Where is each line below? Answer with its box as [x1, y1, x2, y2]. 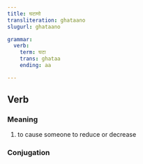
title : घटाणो [7, 10, 41, 17]
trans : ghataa [20, 55, 61, 63]
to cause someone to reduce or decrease [17, 131, 137, 139]
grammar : [7, 36, 33, 43]
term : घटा [20, 49, 47, 56]
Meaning [7, 114, 38, 124]
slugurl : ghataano [7, 23, 61, 30]
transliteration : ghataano [7, 17, 86, 24]
